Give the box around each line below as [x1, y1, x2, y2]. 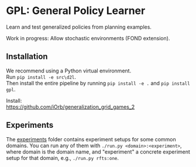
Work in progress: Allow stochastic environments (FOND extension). [6, 34, 170, 41]
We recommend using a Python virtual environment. [6, 67, 132, 74]
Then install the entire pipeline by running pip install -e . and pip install [6, 79, 190, 86]
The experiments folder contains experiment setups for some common [6, 135, 177, 142]
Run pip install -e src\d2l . [6, 73, 77, 80]
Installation [6, 51, 48, 62]
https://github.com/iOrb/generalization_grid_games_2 [6, 103, 135, 110]
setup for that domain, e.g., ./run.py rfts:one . [6, 154, 119, 161]
